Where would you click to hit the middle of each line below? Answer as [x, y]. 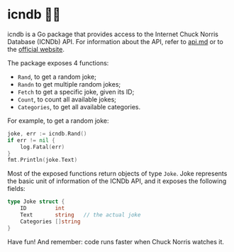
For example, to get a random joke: [58, 121]
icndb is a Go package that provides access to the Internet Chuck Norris [113, 34]
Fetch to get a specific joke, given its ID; [76, 92]
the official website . [36, 49]
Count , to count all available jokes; [67, 99]
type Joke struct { [36, 202]
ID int [43, 209]
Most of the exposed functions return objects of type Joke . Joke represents [117, 174]
